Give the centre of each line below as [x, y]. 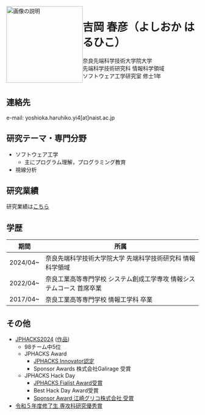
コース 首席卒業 [79, 288]
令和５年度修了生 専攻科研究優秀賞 [59, 406]
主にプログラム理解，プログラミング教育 [75, 162]
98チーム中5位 [42, 347]
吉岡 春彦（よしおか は [139, 27]
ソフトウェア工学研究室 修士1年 [122, 76]
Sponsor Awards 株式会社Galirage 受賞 [82, 368]
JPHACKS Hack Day [50, 376]
